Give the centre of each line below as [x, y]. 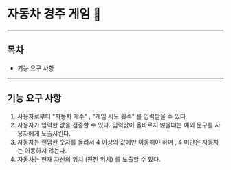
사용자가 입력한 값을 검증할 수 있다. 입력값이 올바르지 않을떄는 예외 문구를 [115, 125]
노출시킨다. [56, 133]
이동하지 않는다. [46, 150]
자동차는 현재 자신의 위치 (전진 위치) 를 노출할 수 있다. [89, 159]
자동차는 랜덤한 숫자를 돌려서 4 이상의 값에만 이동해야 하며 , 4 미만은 [109, 142]
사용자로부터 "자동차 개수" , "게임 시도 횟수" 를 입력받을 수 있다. [102, 116]
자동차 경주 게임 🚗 [54, 14]
